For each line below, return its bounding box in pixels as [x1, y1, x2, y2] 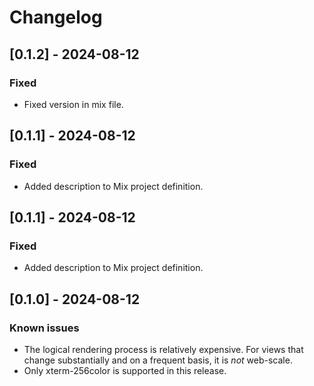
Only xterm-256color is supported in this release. [23, 364, 227, 376]
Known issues [9, 321, 80, 335]
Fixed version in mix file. [23, 98, 124, 110]
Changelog [9, 6, 103, 29]
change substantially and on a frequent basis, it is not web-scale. [23, 354, 293, 366]
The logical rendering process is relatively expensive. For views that [23, 343, 304, 355]
